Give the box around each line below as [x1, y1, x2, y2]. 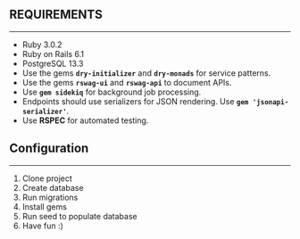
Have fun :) [21, 220, 64, 231]
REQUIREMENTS [9, 7, 103, 22]
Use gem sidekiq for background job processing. [21, 87, 202, 97]
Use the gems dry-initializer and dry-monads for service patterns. [21, 67, 271, 78]
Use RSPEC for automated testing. [21, 115, 149, 126]
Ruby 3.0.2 [21, 39, 62, 50]
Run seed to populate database [21, 210, 137, 221]
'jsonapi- [252, 97, 289, 106]
